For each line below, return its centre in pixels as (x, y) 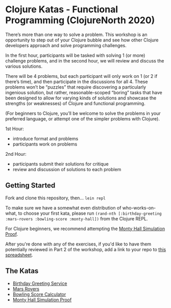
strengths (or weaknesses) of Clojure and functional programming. (75, 103)
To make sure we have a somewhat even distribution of (63, 208)
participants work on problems (45, 144)
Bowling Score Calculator (39, 294)
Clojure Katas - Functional (62, 9)
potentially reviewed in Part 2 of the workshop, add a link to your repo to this (86, 249)
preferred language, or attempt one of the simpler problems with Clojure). (82, 118)
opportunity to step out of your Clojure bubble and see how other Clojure (82, 40)
